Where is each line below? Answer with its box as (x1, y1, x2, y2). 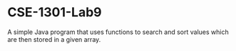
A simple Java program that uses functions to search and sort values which (7, 28, 230, 36)
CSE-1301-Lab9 (7, 4, 102, 21)
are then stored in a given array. (7, 35, 101, 43)
